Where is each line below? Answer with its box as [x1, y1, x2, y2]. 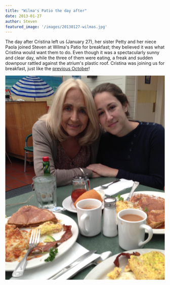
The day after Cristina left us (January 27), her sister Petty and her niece [5, 38, 157, 45]
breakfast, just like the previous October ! [5, 66, 90, 72]
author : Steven [5, 19, 37, 24]
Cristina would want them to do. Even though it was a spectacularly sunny [5, 50, 160, 56]
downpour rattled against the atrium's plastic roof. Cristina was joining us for [5, 60, 165, 66]
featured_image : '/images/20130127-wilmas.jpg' [5, 24, 108, 29]
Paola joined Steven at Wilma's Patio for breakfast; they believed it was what [5, 44, 165, 50]
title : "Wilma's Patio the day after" [5, 8, 87, 13]
